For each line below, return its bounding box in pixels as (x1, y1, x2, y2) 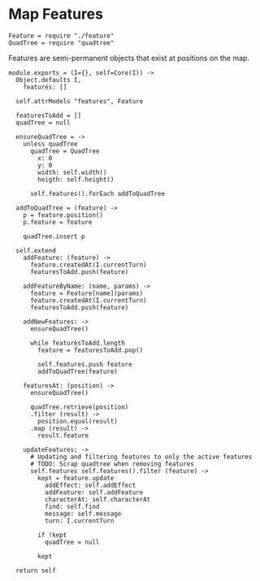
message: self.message (44, 509, 122, 518)
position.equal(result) (37, 417, 118, 425)
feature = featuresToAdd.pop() (37, 346, 144, 354)
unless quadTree (23, 140, 79, 148)
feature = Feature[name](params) (29, 289, 144, 297)
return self (15, 566, 57, 574)
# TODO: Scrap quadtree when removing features (29, 460, 195, 468)
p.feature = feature (23, 218, 93, 226)
